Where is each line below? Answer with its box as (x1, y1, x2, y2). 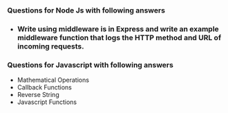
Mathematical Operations (17, 76, 90, 85)
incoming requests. (17, 41, 84, 51)
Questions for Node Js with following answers (7, 6, 166, 15)
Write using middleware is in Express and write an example (17, 24, 219, 33)
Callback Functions (17, 83, 73, 92)
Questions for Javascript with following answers (7, 60, 174, 69)
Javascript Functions (17, 98, 77, 106)
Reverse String (17, 91, 60, 99)
